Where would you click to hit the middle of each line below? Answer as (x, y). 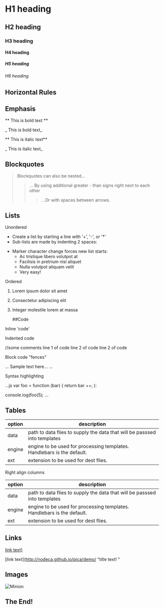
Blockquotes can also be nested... (51, 176)
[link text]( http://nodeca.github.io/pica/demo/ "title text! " (63, 559)
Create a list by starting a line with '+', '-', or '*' (59, 237)
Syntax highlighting (24, 376)
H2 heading (23, 27)
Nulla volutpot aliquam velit (47, 267)
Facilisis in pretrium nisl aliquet (50, 262)
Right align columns (25, 472)
